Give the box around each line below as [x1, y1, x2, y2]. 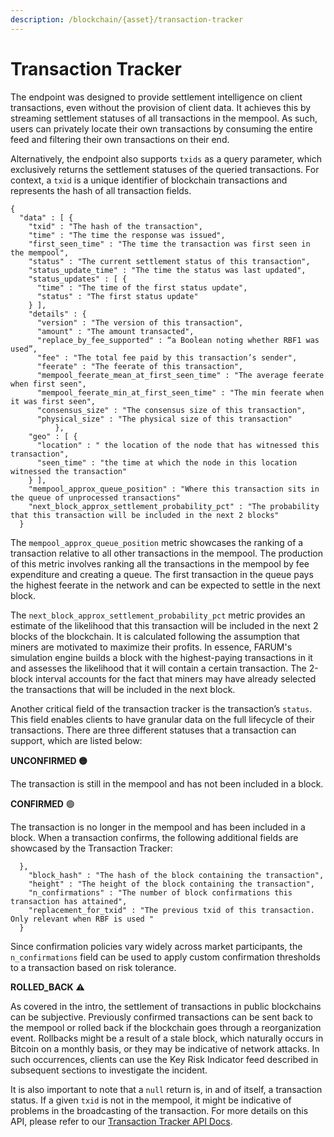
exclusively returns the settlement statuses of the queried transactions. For [10, 163, 320, 175]
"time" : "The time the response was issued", [28, 230, 226, 240]
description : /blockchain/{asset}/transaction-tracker [10, 14, 244, 25]
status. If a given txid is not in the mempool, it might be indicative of [10, 1094, 292, 1106]
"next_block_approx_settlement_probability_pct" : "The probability [28, 501, 320, 511]
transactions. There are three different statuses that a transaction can [10, 724, 297, 736]
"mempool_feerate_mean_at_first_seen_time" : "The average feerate [36, 370, 325, 380]
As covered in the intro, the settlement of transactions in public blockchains [10, 1000, 322, 1012]
